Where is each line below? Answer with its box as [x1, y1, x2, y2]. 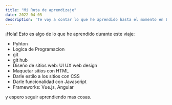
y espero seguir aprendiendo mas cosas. [5, 94, 92, 100]
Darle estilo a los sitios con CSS [12, 73, 80, 80]
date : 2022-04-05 [5, 12, 42, 17]
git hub [12, 57, 28, 63]
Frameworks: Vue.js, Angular [12, 84, 74, 90]
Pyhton [12, 41, 28, 47]
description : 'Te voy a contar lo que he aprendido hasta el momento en [5, 17, 164, 22]
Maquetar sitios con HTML [12, 68, 69, 74]
